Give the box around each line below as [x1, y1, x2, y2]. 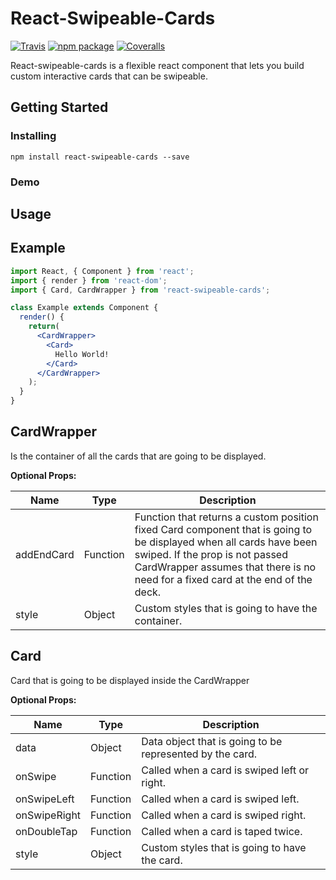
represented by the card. [141, 747, 258, 761]
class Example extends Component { [10, 303, 159, 313]
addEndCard [15, 547, 75, 561]
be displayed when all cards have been [134, 535, 318, 549]
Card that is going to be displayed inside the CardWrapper [10, 674, 250, 686]
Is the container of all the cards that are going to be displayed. [10, 450, 267, 462]
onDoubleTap [15, 824, 78, 838]
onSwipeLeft [15, 792, 75, 806]
